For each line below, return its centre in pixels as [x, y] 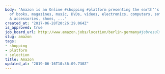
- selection [17, 55]
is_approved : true [24, 28]
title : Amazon [20, 59]
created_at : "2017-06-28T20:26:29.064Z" [47, 23]
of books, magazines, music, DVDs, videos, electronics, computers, [81, 14]
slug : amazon [18, 37]
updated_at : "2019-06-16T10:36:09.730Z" [47, 64]
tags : [11, 41]
